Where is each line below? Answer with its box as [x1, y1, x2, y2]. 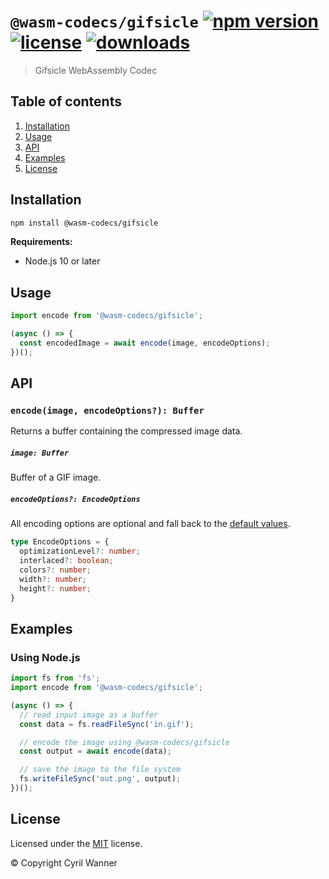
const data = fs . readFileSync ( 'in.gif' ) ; [19, 719, 195, 729]
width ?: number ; [19, 574, 87, 584]
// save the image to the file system [19, 765, 182, 775]
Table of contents [10, 93, 122, 110]
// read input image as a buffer [19, 710, 159, 720]
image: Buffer [10, 448, 70, 459]
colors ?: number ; [19, 565, 92, 575]
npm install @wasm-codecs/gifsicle [10, 218, 159, 228]
